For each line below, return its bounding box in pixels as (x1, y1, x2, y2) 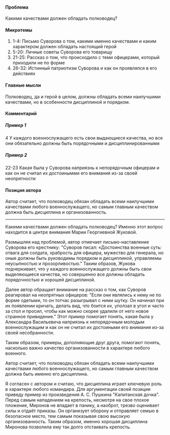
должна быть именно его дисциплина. (5, 371, 89, 377)
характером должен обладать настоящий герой (12, 44, 117, 50)
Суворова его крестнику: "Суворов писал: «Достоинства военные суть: (5, 244, 162, 251)
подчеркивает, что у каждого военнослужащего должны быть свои (5, 266, 152, 272)
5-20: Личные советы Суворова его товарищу (12, 49, 113, 55)
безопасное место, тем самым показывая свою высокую (5, 413, 130, 419)
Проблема (5, 4, 29, 10)
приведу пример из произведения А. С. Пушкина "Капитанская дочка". (5, 391, 160, 398)
